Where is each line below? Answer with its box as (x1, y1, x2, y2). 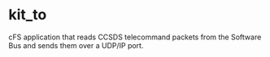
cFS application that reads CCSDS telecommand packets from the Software (8, 32, 262, 42)
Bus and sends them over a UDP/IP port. (8, 40, 144, 50)
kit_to (8, 6, 47, 24)
